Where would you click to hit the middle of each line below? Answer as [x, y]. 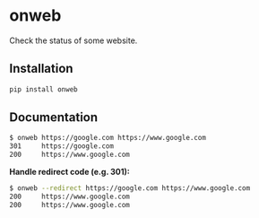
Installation [41, 69]
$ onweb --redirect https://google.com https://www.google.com [130, 188]
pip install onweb [43, 89]
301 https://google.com [62, 146]
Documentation [54, 118]
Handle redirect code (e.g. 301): [69, 172]
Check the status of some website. [73, 40]
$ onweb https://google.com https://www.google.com [108, 138]
